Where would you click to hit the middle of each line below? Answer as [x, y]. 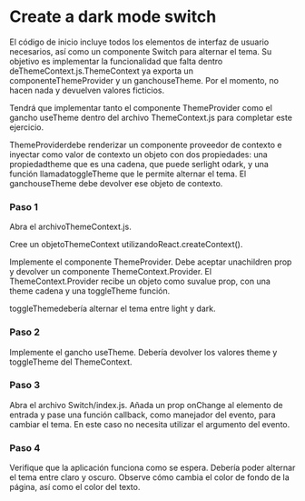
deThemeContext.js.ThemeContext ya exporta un [101, 71]
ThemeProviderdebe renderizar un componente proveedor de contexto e [146, 145]
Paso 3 [25, 386]
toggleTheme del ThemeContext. [71, 362]
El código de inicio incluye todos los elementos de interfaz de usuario [139, 42]
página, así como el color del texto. [75, 487]
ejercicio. [26, 127]
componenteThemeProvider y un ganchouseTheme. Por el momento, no [144, 80]
